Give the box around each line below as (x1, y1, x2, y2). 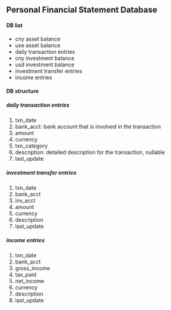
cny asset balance (14, 35, 61, 42)
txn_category (14, 142, 48, 150)
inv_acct (14, 197, 36, 204)
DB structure (6, 88, 39, 95)
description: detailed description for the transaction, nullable (14, 149, 166, 156)
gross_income (14, 265, 50, 272)
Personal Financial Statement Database (6, 5, 158, 15)
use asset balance (14, 42, 61, 49)
